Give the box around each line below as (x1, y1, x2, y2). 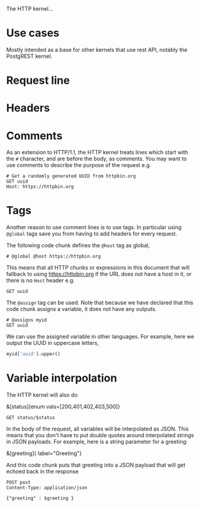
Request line (6, 74, 70, 87)
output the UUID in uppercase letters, (6, 339, 99, 347)
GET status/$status (6, 415, 55, 421)
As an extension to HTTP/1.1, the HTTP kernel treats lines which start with (6, 149, 189, 156)
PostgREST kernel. (6, 52, 52, 60)
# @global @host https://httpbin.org (6, 253, 101, 260)
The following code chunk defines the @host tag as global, (6, 242, 151, 249)
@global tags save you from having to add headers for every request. (6, 230, 178, 238)
